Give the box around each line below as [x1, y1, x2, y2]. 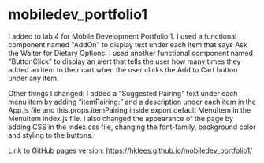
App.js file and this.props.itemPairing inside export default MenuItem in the [8, 105, 251, 115]
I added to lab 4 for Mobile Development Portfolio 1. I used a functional [8, 31, 237, 41]
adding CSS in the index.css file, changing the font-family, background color [8, 122, 256, 132]
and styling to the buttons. [8, 130, 94, 139]
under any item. [8, 73, 59, 83]
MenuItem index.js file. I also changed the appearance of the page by [8, 113, 234, 123]
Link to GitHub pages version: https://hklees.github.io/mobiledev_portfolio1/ [8, 146, 253, 155]
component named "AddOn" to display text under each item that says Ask [8, 39, 248, 49]
